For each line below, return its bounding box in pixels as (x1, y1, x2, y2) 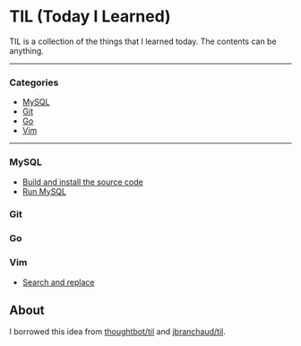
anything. (9, 45, 45, 56)
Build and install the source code (21, 177, 143, 187)
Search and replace (21, 276, 96, 288)
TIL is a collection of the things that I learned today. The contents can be (9, 36, 277, 47)
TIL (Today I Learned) (9, 6, 172, 27)
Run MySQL (21, 186, 67, 196)
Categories (9, 76, 59, 89)
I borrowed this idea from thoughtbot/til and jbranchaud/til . (9, 326, 227, 337)
